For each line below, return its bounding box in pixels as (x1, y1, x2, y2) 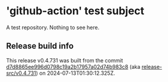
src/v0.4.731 (6, 70, 37, 77)
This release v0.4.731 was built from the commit (6, 56, 123, 64)
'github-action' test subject (6, 4, 144, 18)
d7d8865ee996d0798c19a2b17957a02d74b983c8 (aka (6, 63, 141, 70)
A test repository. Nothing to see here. (6, 24, 100, 31)
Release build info (6, 41, 74, 51)
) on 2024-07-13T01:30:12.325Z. (36, 70, 116, 77)
